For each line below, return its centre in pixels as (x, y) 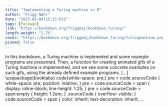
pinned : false (20, 42)
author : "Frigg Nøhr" (28, 14)
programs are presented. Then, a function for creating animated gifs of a (80, 62)
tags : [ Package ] (22, 24)
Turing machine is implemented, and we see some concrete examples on (80, 67)
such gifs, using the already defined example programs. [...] (67, 72)
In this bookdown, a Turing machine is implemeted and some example (77, 56)
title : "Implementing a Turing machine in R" (53, 10)
